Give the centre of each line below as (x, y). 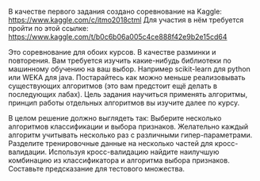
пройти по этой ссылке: (48, 28)
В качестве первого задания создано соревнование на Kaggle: (115, 12)
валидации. (28, 152)
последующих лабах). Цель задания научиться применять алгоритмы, (128, 94)
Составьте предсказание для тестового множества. (96, 169)
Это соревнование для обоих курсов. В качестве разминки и (112, 52)
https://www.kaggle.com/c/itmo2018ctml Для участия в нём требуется (126, 20)
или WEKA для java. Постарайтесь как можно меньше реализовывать (127, 77)
